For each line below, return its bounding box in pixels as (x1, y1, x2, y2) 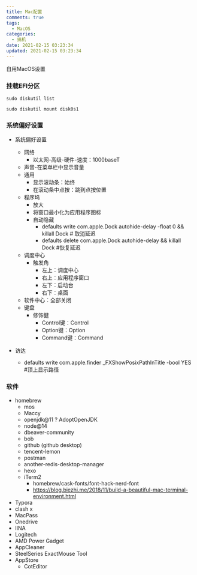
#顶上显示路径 (23, 366, 59, 373)
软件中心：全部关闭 (23, 297, 72, 304)
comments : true (6, 14, 44, 20)
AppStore (14, 556, 39, 564)
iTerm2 (23, 473, 42, 481)
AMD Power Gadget (14, 537, 64, 544)
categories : (6, 31, 36, 37)
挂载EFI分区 (6, 82, 40, 90)
